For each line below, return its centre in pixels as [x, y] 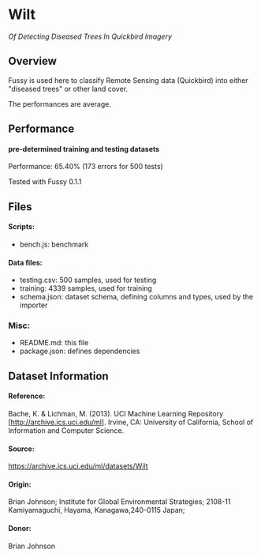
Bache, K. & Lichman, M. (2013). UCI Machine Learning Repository [116, 414]
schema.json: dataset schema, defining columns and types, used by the [136, 297]
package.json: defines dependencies [80, 351]
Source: [22, 449]
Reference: [27, 396]
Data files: [26, 262]
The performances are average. [60, 103]
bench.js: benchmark [54, 244]
